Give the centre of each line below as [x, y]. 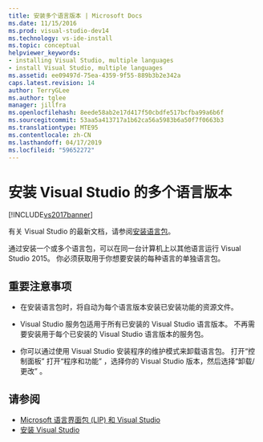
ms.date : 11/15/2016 [43, 23]
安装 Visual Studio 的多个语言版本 [120, 192]
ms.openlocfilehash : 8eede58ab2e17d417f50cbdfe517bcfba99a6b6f [116, 113]
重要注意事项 [40, 286]
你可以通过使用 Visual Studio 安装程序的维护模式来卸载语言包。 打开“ [134, 351]
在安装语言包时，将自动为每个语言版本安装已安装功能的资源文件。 [129, 307]
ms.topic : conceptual [45, 46]
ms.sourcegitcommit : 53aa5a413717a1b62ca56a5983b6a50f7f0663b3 [116, 120]
